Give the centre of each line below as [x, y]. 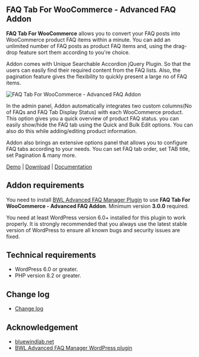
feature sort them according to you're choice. [75, 52]
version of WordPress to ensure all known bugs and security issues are [93, 230]
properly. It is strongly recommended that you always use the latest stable [97, 224]
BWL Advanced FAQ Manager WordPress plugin [73, 348]
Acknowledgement [42, 327]
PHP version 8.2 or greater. [48, 276]
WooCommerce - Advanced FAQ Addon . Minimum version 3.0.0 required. [97, 206]
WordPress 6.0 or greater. [46, 269]
